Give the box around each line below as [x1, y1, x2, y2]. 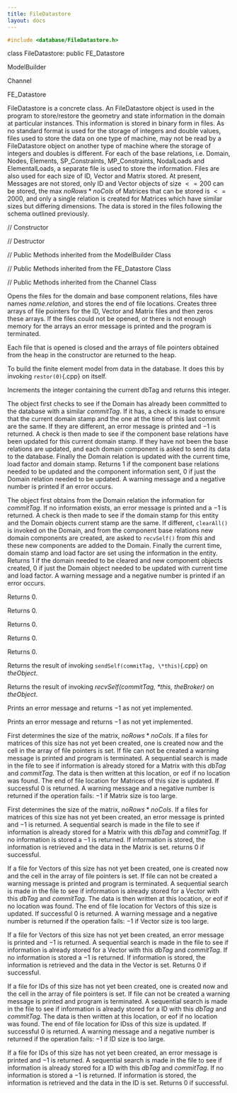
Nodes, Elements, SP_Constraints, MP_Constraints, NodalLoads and [7, 157, 205, 165]
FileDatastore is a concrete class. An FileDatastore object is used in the [7, 104, 214, 113]
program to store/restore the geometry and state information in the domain [7, 111, 225, 120]
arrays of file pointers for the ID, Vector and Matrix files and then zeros [7, 307, 214, 315]
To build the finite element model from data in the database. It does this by [7, 364, 224, 373]
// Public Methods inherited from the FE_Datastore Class [7, 264, 171, 273]
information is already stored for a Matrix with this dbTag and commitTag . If [7, 828, 227, 836]
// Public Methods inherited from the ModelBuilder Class [7, 251, 171, 259]
